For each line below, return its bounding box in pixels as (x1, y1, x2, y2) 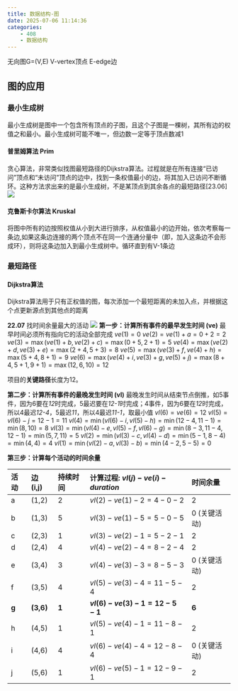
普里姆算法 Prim (7, 147, 55, 156)
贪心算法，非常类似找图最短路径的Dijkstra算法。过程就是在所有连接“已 (7, 164, 212, 173)
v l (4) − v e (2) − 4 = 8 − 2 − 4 (89, 542, 184, 552)
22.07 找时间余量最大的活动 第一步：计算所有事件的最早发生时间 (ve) (7, 321, 218, 330)
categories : (7, 23, 42, 31)
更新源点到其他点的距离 (19, 306, 89, 315)
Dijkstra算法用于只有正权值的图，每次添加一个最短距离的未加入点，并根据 (7, 297, 222, 306)
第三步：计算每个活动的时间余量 (7, 454, 101, 462)
